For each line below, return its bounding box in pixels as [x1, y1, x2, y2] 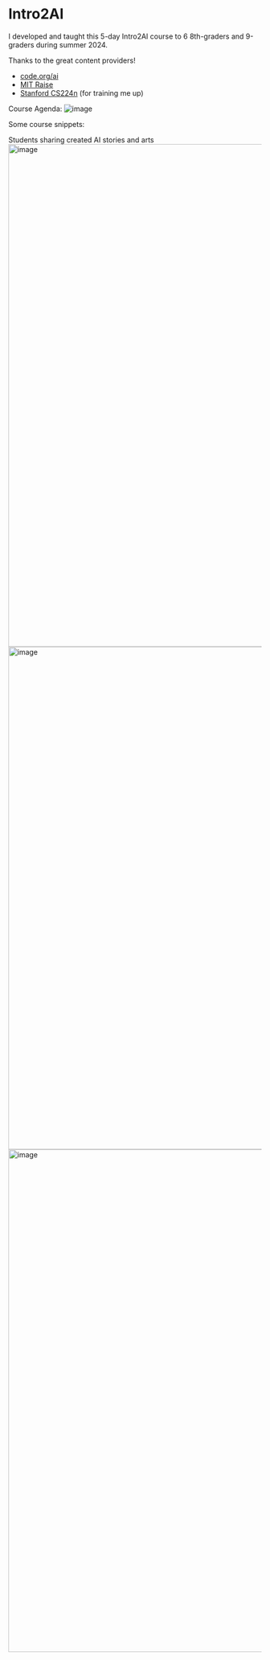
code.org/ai [19, 71, 59, 80]
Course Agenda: [8, 104, 63, 113]
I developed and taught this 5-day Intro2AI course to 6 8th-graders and [8, 31, 244, 41]
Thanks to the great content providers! [8, 55, 136, 65]
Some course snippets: [8, 119, 85, 129]
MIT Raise [19, 80, 54, 89]
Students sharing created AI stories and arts [8, 134, 154, 145]
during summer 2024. [35, 39, 108, 49]
